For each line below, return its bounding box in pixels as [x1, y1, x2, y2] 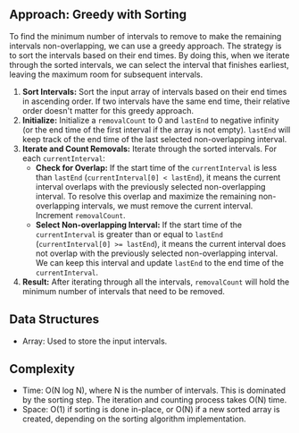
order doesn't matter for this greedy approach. [21, 105, 195, 115]
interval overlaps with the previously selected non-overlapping [35, 181, 266, 191]
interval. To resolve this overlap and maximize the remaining [35, 191, 257, 201]
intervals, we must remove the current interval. [81, 200, 253, 211]
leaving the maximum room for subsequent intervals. [9, 69, 203, 80]
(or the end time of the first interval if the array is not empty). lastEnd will [21, 124, 291, 135]
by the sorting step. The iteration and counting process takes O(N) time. [21, 395, 287, 405]
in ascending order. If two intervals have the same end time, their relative [21, 96, 291, 106]
